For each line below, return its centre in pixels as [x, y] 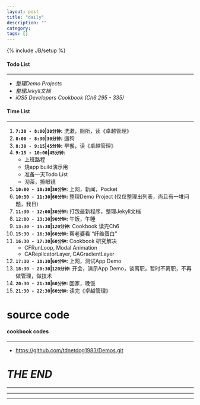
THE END [30, 374]
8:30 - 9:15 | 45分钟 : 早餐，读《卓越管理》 [66, 145]
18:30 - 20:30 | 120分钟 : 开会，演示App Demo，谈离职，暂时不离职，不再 [103, 268]
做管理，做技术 [34, 276]
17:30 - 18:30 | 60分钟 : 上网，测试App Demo [68, 261]
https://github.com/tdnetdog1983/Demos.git [69, 350]
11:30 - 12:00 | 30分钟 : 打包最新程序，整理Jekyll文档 [78, 211]
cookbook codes [28, 331]
